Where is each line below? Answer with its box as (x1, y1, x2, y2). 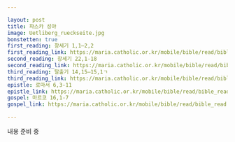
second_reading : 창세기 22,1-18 (7, 55, 97, 63)
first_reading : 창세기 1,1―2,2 (7, 43, 94, 50)
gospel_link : (7, 101, 45, 108)
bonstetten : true (7, 36, 58, 43)
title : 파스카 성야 (7, 22, 57, 30)
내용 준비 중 (7, 127, 40, 135)
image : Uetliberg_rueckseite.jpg (7, 29, 105, 36)
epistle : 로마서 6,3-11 (7, 81, 72, 88)
